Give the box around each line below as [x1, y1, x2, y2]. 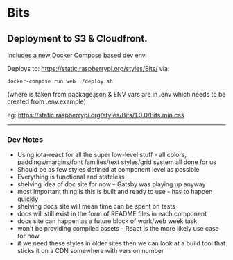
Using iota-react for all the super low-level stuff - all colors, [17, 151, 187, 159]
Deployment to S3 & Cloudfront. [7, 33, 148, 44]
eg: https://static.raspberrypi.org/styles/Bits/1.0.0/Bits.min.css [7, 111, 185, 119]
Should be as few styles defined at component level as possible [17, 165, 200, 174]
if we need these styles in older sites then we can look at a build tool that [17, 239, 226, 247]
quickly [17, 195, 39, 203]
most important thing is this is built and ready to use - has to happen [17, 188, 213, 196]
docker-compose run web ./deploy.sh [7, 78, 113, 85]
